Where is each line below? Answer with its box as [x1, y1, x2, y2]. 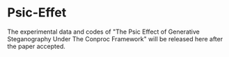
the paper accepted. [7, 42, 66, 50]
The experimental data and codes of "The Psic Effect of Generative [7, 27, 200, 36]
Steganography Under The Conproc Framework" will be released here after [7, 34, 223, 43]
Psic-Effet [7, 5, 67, 21]
